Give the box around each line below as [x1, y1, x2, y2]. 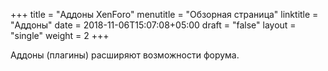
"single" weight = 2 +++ [10, 30, 110, 41]
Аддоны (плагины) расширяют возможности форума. [10, 49, 240, 61]
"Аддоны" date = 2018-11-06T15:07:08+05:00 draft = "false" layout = [10, 19, 297, 31]
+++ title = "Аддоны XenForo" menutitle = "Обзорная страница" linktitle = [10, 9, 319, 20]
